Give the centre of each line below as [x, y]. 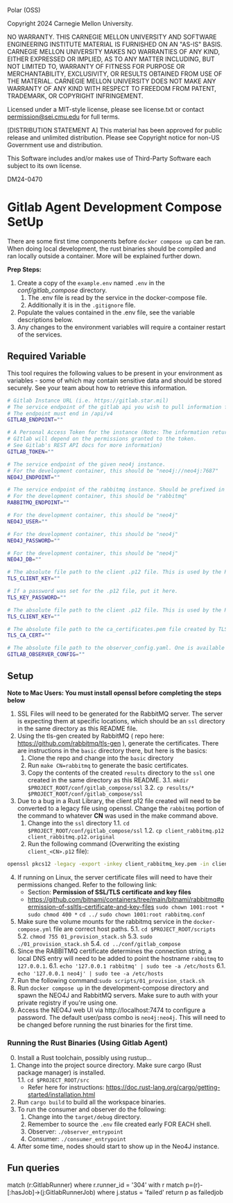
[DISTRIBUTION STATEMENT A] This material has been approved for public [115, 130]
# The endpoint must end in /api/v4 [60, 413]
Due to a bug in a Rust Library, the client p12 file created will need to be [119, 800]
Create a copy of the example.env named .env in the [91, 283]
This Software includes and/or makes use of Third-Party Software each [109, 158]
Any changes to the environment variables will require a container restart [121, 327]
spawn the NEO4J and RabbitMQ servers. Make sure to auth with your [118, 995]
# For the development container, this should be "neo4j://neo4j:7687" [113, 471]
